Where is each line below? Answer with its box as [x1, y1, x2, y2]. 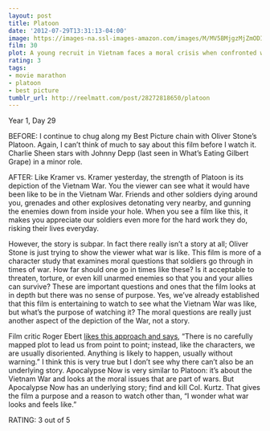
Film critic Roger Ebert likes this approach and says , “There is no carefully [8, 331, 253, 341]
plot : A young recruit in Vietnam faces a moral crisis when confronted [8, 49, 257, 57]
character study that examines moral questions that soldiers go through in [8, 256, 253, 266]
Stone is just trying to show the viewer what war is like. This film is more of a [8, 248, 262, 258]
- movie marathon [8, 71, 67, 79]
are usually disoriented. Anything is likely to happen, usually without [8, 348, 233, 358]
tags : [8, 64, 27, 72]
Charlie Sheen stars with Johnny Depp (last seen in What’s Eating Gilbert [8, 148, 249, 158]
